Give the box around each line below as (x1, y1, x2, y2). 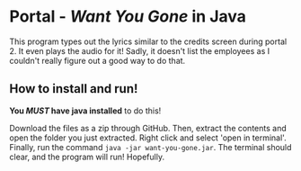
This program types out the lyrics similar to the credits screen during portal (9, 36, 288, 47)
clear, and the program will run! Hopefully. (9, 151, 164, 162)
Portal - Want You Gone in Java (9, 6, 247, 27)
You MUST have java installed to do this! (9, 105, 162, 116)
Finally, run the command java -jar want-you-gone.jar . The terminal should (9, 141, 292, 152)
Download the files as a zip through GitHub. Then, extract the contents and (9, 122, 287, 133)
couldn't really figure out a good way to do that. (9, 55, 186, 66)
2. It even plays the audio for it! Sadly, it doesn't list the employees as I (9, 45, 270, 56)
